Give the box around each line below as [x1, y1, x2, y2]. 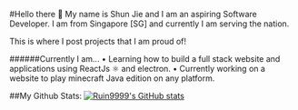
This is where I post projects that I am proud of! [9, 36, 187, 46]
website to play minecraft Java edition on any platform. [9, 73, 215, 84]
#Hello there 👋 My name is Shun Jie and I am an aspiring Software [9, 9, 257, 19]
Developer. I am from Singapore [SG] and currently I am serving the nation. [9, 18, 290, 29]
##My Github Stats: [9, 91, 83, 101]
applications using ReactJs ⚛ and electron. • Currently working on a [9, 64, 266, 74]
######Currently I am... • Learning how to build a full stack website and [9, 54, 281, 64]
